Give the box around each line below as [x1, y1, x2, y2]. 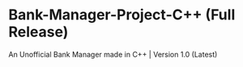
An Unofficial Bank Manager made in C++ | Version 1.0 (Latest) [8, 49, 218, 59]
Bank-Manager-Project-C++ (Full [8, 6, 236, 24]
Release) [8, 23, 69, 41]
